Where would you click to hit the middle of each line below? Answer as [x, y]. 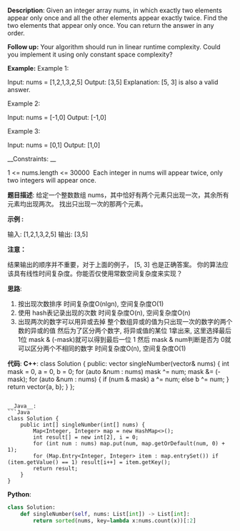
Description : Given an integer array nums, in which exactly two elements [115, 10]
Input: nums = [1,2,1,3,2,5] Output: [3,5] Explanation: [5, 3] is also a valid [113, 82]
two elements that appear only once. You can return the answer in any [111, 25]
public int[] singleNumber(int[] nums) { [82, 425]
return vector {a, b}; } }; [41, 387]
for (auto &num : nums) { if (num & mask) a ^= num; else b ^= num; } [129, 379]
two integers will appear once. [52, 180]
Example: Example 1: [38, 68]
